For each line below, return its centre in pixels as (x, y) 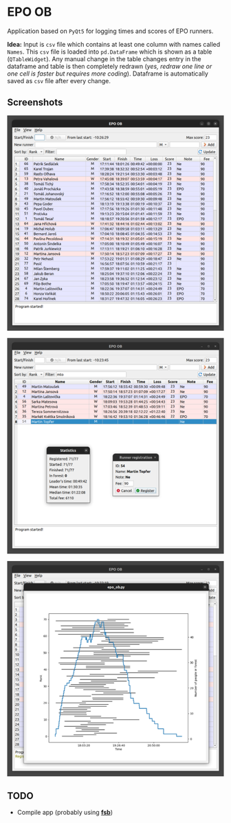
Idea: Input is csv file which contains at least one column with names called (114, 44)
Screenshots (35, 103)
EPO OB (30, 12)
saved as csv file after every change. (59, 80)
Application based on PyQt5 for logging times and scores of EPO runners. (110, 31)
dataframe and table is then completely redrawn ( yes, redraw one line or (110, 66)
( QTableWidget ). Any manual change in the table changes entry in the (104, 58)
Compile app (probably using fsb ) (65, 813)
